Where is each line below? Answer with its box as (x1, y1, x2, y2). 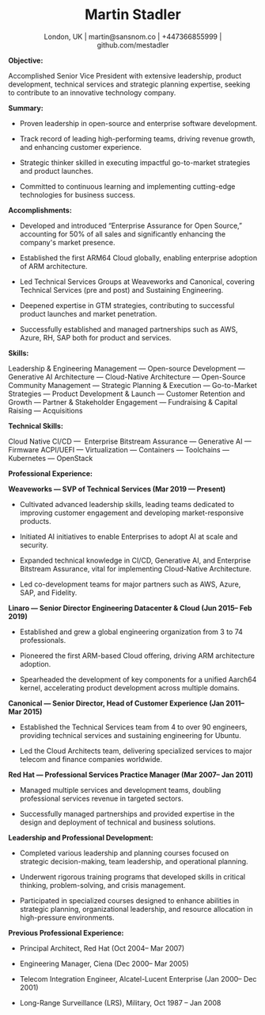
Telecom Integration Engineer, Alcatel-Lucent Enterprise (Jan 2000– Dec (19, 974, 257, 983)
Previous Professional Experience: (8, 928, 124, 937)
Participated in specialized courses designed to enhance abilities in (19, 895, 240, 905)
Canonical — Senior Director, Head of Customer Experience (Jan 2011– (8, 698, 245, 708)
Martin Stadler (84, 6, 182, 24)
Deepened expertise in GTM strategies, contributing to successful (19, 300, 235, 310)
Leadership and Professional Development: (8, 832, 154, 842)
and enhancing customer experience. (19, 142, 142, 152)
